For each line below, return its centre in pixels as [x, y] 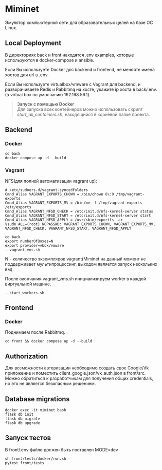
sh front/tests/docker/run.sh [36, 459]
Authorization [27, 356]
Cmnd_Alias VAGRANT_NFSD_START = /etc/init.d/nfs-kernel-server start [78, 215]
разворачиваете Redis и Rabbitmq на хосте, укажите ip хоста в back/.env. [81, 89]
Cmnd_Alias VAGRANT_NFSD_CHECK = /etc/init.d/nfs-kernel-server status [79, 211]
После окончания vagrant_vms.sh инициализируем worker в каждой [76, 278]
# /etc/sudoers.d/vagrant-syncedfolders [47, 190]
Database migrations [37, 399]
